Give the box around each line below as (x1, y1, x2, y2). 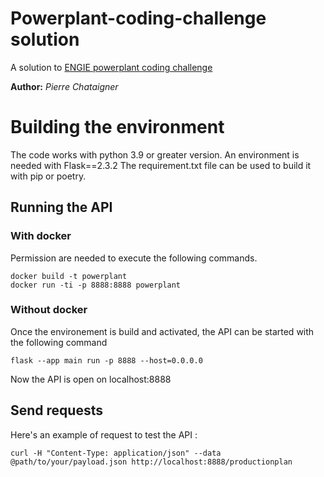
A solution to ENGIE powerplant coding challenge (10, 61, 213, 73)
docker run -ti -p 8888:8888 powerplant (10, 280, 182, 290)
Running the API (10, 199, 113, 216)
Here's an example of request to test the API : (10, 428, 198, 441)
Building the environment (10, 116, 225, 139)
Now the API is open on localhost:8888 (10, 373, 172, 385)
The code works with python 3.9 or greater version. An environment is (10, 148, 300, 161)
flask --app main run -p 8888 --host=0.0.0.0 (10, 355, 203, 366)
